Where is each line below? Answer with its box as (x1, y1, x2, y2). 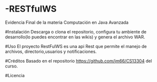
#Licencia (5, 72, 25, 78)
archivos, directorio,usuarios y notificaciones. (5, 49, 97, 54)
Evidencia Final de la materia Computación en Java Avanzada (5, 19, 129, 25)
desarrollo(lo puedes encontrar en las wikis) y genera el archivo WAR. (5, 34, 145, 40)
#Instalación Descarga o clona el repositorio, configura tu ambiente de (5, 29, 147, 34)
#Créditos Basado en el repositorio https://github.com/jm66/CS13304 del (5, 58, 152, 64)
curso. (5, 63, 18, 69)
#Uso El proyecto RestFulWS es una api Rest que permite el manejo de (5, 43, 147, 49)
